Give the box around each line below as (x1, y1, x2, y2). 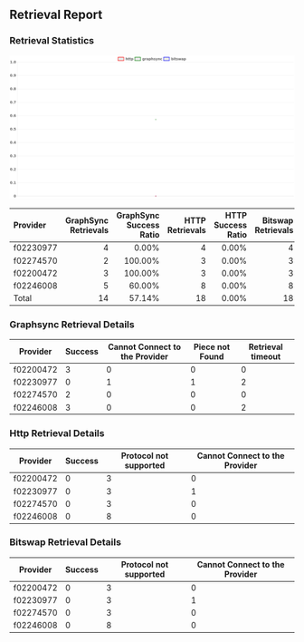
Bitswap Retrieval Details (9, 536, 122, 549)
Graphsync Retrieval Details (9, 317, 135, 330)
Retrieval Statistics (9, 34, 95, 47)
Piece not (193, 341, 231, 352)
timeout (250, 351, 281, 362)
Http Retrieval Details (9, 427, 105, 440)
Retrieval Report (9, 7, 103, 23)
